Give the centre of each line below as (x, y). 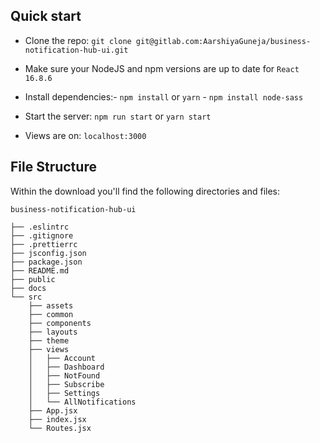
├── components (60, 323)
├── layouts (53, 332)
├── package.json (46, 262)
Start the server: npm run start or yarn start (118, 116)
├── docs (28, 288)
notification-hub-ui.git (76, 50)
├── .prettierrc (44, 244)
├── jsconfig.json (48, 253)
